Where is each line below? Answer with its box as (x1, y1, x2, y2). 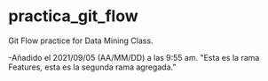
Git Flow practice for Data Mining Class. (8, 35, 154, 46)
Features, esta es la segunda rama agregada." (8, 62, 177, 72)
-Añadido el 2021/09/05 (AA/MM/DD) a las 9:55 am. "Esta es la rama (8, 52, 260, 63)
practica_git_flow (8, 6, 138, 26)
